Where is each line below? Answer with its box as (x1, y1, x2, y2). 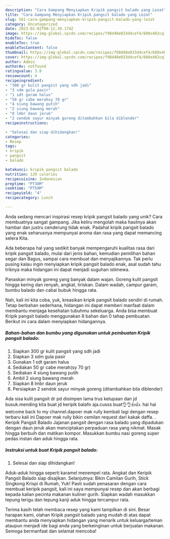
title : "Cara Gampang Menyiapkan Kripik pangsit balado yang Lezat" (5, 12, 153, 17)
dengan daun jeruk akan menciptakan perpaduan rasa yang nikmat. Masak (5, 425, 161, 431)
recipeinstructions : (5, 120, 49, 126)
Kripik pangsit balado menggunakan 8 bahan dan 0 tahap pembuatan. (5, 313, 151, 319)
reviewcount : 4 (5, 73, 37, 79)
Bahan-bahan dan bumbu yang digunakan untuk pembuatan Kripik (5, 330, 151, 336)
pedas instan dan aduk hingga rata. (5, 435, 79, 441)
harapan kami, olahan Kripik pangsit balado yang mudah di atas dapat (5, 512, 151, 518)
